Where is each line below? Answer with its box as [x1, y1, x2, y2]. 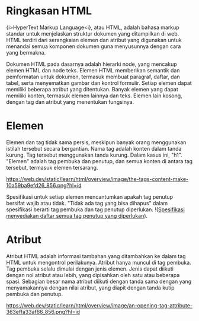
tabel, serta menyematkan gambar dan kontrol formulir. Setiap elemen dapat [6, 79, 192, 87]
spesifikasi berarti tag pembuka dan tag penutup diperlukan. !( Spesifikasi [6, 206, 185, 213]
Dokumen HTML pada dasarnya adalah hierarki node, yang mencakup [6, 61, 178, 68]
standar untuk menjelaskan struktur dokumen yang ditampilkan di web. [6, 30, 179, 37]
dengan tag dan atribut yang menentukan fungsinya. [6, 98, 134, 105]
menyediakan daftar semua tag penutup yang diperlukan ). [6, 212, 148, 219]
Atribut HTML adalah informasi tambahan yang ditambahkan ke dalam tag [6, 252, 186, 259]
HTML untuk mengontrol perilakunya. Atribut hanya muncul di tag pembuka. [6, 259, 191, 266]
